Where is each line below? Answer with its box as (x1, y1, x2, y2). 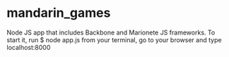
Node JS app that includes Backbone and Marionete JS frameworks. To (6, 28, 216, 37)
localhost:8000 (6, 43, 51, 51)
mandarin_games (6, 5, 111, 21)
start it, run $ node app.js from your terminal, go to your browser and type (6, 35, 222, 44)
